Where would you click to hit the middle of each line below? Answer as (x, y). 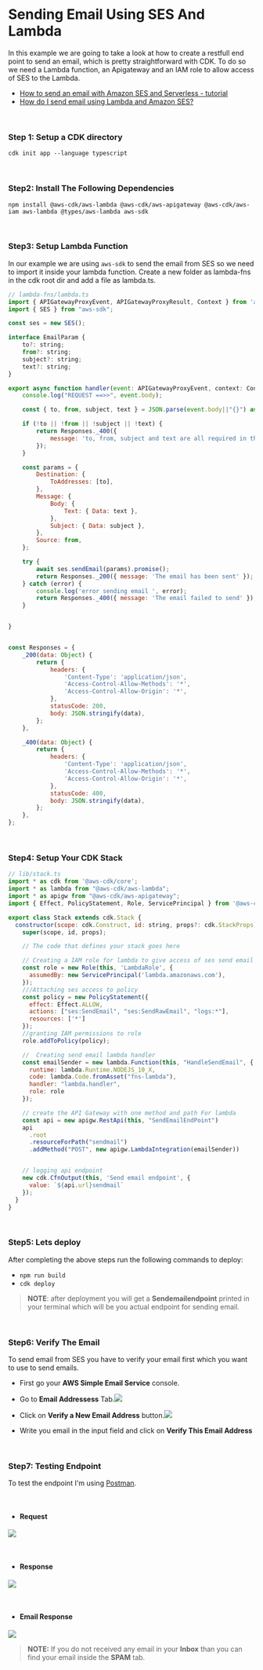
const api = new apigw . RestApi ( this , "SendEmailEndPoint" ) (121, 1120)
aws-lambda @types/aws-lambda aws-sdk (85, 211)
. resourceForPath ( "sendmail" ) (78, 1142)
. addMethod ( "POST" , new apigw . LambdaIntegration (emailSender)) (134, 1150)
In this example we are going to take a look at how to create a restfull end (126, 53)
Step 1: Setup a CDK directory (65, 137)
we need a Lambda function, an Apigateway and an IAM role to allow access (131, 69)
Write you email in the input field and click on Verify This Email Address (136, 1430)
